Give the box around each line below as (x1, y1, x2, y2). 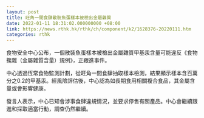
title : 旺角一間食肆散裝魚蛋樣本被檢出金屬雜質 (6, 15, 112, 21)
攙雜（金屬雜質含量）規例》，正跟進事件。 (6, 57, 110, 64)
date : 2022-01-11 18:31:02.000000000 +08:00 (6, 20, 121, 26)
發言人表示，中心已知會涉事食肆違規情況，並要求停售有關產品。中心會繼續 (6, 98, 192, 105)
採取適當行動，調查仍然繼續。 (16, 105, 92, 113)
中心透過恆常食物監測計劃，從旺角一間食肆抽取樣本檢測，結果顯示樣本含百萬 (6, 69, 198, 77)
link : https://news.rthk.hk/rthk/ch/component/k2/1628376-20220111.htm (6, 26, 191, 32)
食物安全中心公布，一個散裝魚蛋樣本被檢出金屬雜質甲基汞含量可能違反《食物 (6, 49, 198, 57)
